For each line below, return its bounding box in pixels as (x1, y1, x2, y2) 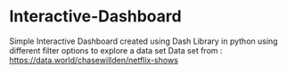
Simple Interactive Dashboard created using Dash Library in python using (9, 36, 278, 46)
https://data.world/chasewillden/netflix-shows (9, 54, 178, 65)
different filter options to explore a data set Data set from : (9, 45, 223, 55)
